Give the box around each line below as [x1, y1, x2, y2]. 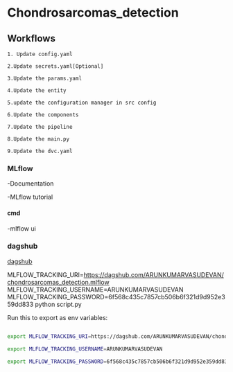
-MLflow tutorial [7, 193, 53, 202]
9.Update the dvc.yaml [7, 148, 73, 154]
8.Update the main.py [7, 136, 70, 143]
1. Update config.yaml [7, 51, 73, 57]
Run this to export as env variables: [7, 313, 108, 321]
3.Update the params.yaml [7, 75, 82, 82]
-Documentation [7, 179, 54, 188]
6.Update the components [7, 112, 79, 118]
